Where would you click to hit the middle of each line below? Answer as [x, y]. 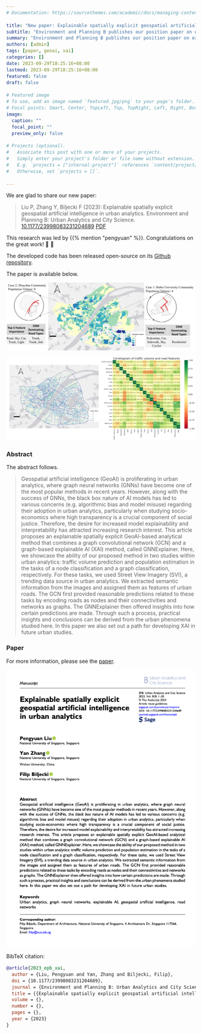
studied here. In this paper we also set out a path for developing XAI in [108, 626]
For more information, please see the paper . [61, 661]
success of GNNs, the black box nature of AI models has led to [99, 498]
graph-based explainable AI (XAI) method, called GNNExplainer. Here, [107, 549]
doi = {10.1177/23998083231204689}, [57, 980]
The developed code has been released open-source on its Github [89, 256]
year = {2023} [29, 1019]
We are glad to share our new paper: [52, 195]
